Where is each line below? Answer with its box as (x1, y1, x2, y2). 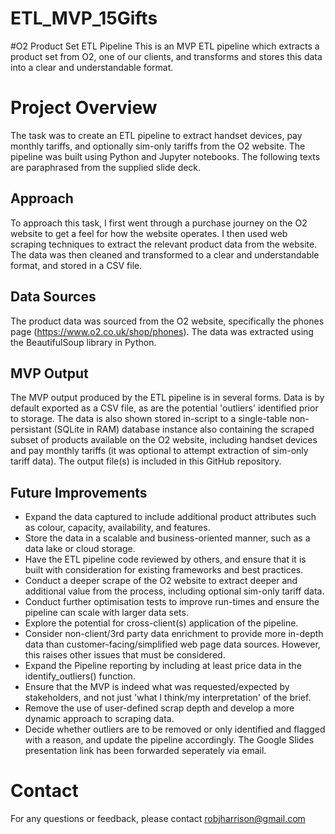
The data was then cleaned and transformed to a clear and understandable (10, 248, 320, 261)
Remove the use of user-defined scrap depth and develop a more (24, 702, 295, 714)
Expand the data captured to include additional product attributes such (24, 511, 317, 523)
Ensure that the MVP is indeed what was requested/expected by (24, 681, 290, 693)
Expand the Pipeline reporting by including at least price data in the (24, 660, 302, 672)
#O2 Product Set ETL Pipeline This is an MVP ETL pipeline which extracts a (10, 40, 320, 52)
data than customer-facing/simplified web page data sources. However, (24, 638, 321, 651)
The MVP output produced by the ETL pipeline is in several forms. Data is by (10, 392, 325, 404)
